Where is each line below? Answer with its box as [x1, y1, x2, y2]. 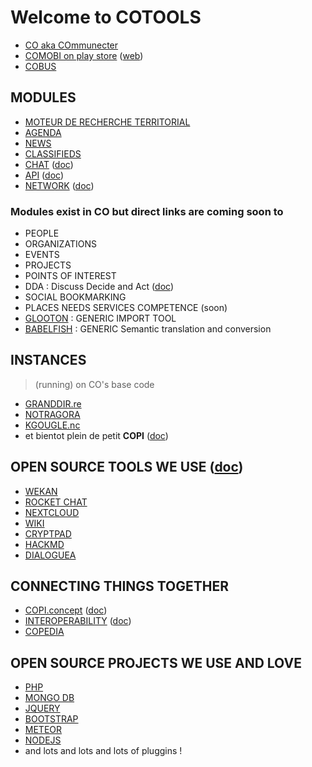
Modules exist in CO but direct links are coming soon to [10, 204, 284, 218]
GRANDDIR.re [24, 397, 82, 410]
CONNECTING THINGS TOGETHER [10, 578, 230, 595]
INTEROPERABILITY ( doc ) [24, 615, 132, 627]
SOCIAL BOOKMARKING [24, 291, 127, 303]
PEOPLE [24, 227, 60, 240]
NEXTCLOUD [24, 506, 80, 518]
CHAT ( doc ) [24, 158, 74, 170]
